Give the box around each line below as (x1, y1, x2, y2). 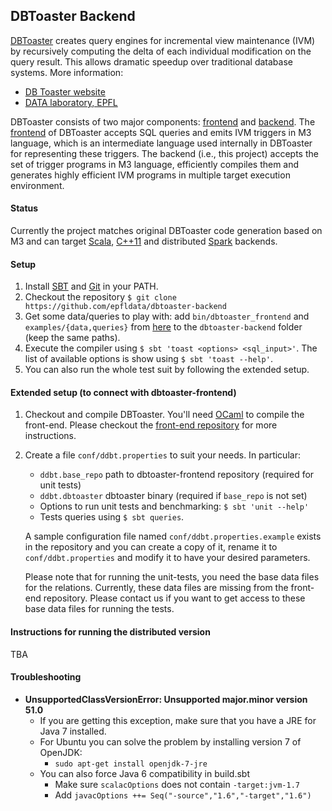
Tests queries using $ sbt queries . (39, 511, 185, 523)
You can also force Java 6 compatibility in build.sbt (39, 767, 250, 779)
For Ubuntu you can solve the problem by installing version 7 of (39, 735, 302, 748)
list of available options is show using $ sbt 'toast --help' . (24, 353, 273, 365)
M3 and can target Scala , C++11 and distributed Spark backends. (10, 235, 278, 248)
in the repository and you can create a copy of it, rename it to (24, 541, 278, 553)
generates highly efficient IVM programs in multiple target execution (10, 169, 291, 181)
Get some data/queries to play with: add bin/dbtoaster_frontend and (24, 310, 310, 323)
